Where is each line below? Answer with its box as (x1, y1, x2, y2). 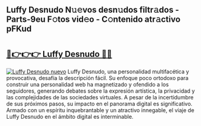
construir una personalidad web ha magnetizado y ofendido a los (6, 81, 169, 88)
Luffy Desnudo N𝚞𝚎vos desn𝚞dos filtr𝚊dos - (6, 5, 179, 15)
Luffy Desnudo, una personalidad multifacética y (67, 68, 189, 75)
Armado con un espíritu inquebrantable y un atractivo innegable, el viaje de (6, 107, 194, 114)
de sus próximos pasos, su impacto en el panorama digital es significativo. (6, 100, 192, 107)
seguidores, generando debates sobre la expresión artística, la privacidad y (6, 87, 196, 94)
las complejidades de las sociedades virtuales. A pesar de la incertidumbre (6, 94, 194, 101)
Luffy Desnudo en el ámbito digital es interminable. (6, 113, 134, 120)
